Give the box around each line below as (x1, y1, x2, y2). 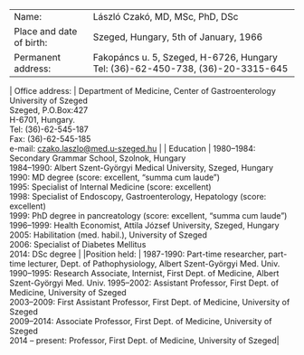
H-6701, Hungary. (9, 115, 75, 125)
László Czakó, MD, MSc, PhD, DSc (92, 11, 239, 23)
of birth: (14, 36, 48, 49)
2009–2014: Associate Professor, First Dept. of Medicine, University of (9, 316, 272, 326)
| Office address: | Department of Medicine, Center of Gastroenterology (9, 86, 276, 96)
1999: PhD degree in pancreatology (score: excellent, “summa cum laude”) (9, 210, 288, 220)
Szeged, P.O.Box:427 (9, 105, 89, 116)
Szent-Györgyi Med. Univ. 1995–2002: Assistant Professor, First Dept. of (9, 277, 279, 288)
